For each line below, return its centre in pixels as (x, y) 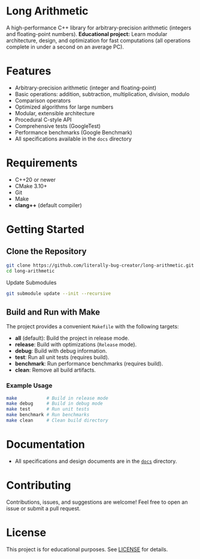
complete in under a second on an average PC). (65, 47)
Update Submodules (31, 282)
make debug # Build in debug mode (54, 403)
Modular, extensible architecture (55, 113)
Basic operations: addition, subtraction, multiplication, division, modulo (102, 94)
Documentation (46, 445)
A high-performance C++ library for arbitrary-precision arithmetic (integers (99, 28)
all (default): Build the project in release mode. (72, 338)
